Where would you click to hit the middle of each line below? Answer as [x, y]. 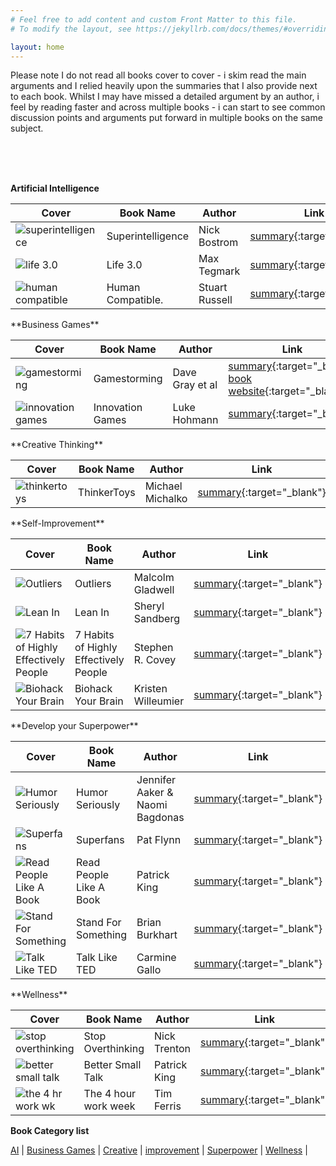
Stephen [153, 648]
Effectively [99, 660]
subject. [27, 128]
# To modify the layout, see [71, 29]
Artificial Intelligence [55, 188]
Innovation [118, 408]
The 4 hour [110, 1094]
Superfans [100, 840]
